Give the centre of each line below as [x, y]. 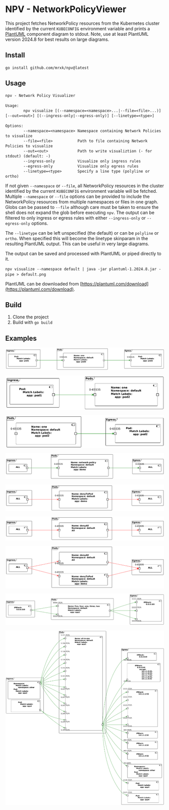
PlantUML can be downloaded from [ [44, 284]
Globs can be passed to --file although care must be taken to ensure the [82, 207]
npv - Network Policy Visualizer [40, 95]
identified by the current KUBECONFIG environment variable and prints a [78, 28]
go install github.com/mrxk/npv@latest [47, 68]
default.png [34, 274]
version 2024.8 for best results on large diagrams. [57, 39]
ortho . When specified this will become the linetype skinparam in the [77, 238]
